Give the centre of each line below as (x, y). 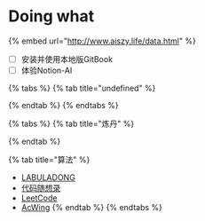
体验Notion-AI (47, 70)
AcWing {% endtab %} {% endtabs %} (92, 208)
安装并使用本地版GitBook (67, 59)
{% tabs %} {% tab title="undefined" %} (82, 88)
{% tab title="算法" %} (49, 160)
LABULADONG (48, 178)
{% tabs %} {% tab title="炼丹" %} (71, 124)
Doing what (51, 16)
